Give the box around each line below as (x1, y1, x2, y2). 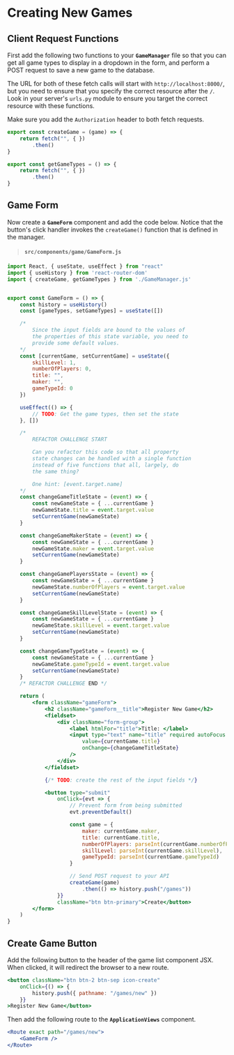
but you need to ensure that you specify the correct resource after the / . (7, 87, 215, 95)
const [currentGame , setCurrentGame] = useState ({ (19, 352, 170, 360)
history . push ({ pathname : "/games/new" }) (32, 989, 157, 996)
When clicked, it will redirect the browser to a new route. (7, 963, 169, 971)
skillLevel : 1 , (32, 359, 77, 366)
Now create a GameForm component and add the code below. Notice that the (7, 218, 224, 226)
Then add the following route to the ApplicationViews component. (7, 1015, 196, 1024)
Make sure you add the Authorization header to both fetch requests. (7, 115, 204, 123)
